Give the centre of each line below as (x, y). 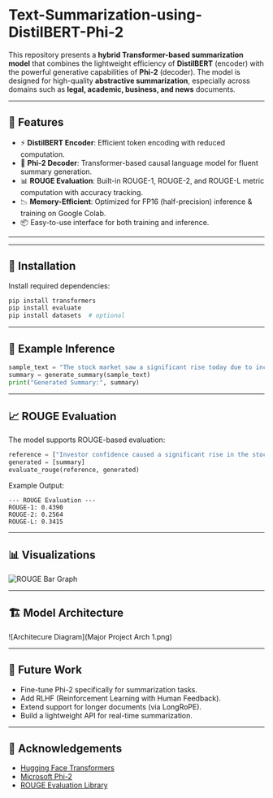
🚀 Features (36, 122)
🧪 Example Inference (62, 348)
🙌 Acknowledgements (65, 748)
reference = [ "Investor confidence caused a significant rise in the (129, 455)
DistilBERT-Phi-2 (66, 32)
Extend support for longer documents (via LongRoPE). (110, 707)
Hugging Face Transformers (67, 768)
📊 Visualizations (52, 555)
